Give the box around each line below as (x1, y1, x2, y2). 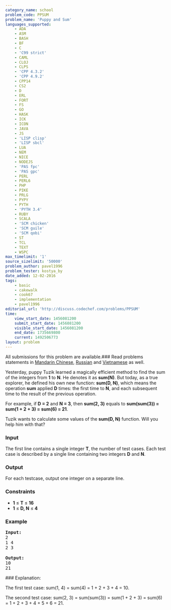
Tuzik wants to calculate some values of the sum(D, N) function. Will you (5, 416, 158, 422)
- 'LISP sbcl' (14, 140, 44, 145)
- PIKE (14, 188, 29, 193)
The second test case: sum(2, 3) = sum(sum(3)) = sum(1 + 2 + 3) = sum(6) (5, 595, 162, 601)
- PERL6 (14, 178, 31, 184)
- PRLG (14, 192, 29, 198)
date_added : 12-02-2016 (5, 273, 56, 278)
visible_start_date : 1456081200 (14, 325, 83, 331)
